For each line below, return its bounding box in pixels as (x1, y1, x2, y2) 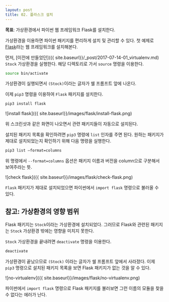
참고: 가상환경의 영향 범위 (5, 207, 79, 216)
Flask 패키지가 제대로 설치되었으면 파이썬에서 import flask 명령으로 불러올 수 (5, 185, 159, 191)
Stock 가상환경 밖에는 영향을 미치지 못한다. (10, 228, 95, 234)
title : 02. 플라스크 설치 (5, 12, 53, 17)
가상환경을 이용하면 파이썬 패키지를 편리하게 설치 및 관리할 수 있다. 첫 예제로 (5, 37, 154, 43)
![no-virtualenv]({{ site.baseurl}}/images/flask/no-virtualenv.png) (5, 275, 140, 281)
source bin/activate (5, 71, 49, 76)
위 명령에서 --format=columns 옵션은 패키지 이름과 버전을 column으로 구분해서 (5, 158, 160, 164)
